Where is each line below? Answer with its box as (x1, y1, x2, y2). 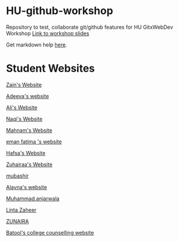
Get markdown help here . (6, 41, 67, 48)
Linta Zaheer (6, 206, 37, 213)
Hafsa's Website (6, 149, 46, 156)
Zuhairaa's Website (6, 160, 53, 168)
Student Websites (6, 62, 95, 75)
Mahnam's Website (6, 126, 53, 133)
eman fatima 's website (6, 138, 63, 145)
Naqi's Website (6, 115, 43, 122)
